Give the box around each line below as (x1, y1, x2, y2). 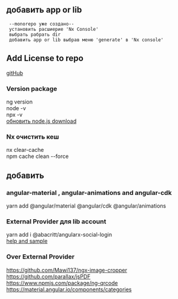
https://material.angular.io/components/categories (6, 286, 132, 293)
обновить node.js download (6, 117, 77, 125)
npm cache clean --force (6, 153, 69, 160)
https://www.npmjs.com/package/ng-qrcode (6, 279, 118, 286)
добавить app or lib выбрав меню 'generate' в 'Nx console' (8, 36, 164, 43)
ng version (6, 98, 33, 105)
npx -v (6, 111, 23, 118)
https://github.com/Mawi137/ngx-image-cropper (6, 266, 127, 274)
